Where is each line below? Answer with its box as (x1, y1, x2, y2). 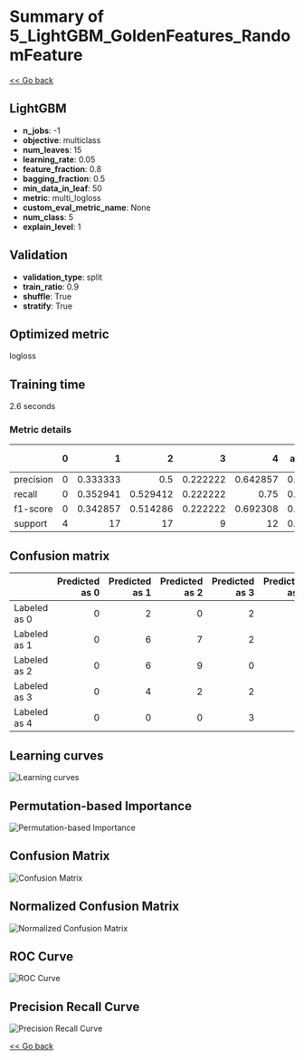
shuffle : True (22, 291, 72, 301)
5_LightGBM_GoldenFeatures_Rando (9, 25, 291, 46)
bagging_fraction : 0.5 (22, 173, 106, 184)
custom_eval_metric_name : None (22, 202, 151, 213)
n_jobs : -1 (22, 125, 61, 136)
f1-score (14, 502, 53, 515)
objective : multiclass (22, 134, 101, 146)
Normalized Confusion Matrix (9, 899, 179, 914)
